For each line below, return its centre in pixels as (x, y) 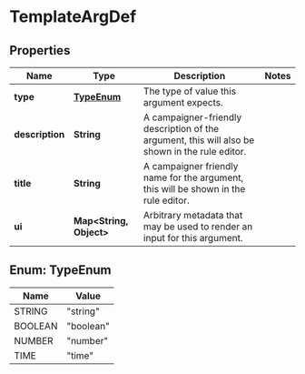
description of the (182, 129)
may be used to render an (198, 227)
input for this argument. (193, 238)
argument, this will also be (199, 140)
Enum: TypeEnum (60, 270)
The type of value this (190, 91)
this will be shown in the (195, 189)
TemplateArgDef (73, 17)
